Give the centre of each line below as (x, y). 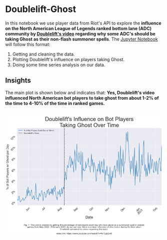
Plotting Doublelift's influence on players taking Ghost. (68, 59)
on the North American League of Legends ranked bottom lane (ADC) (78, 28)
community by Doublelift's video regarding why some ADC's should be (80, 34)
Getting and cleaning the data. (43, 54)
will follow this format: (28, 44)
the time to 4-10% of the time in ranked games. (55, 103)
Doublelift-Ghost (41, 9)
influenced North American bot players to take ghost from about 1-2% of (82, 98)
